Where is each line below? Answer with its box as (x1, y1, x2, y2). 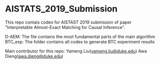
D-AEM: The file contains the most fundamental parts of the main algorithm (5, 34, 155, 39)
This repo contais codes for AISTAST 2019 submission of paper (5, 19, 132, 25)
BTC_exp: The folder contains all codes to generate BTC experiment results (5, 38, 155, 44)
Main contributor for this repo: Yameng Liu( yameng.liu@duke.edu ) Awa (5, 48, 147, 54)
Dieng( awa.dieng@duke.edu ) (5, 53, 64, 59)
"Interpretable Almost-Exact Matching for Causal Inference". (5, 24, 125, 30)
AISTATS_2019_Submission (5, 3, 118, 14)
